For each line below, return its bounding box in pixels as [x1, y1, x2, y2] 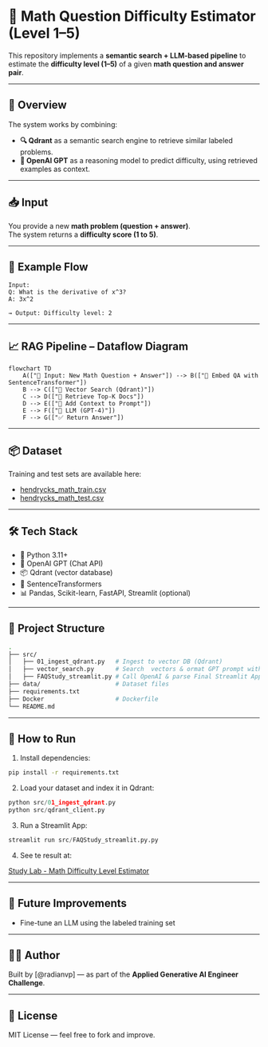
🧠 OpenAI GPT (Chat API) [19, 558, 104, 568]
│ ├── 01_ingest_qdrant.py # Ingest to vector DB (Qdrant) [8, 657, 223, 666]
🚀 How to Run [8, 732, 77, 745]
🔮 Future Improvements [8, 897, 128, 910]
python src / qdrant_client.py [8, 806, 105, 814]
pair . [8, 67, 24, 77]
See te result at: [19, 850, 73, 860]
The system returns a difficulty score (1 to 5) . [8, 230, 159, 239]
